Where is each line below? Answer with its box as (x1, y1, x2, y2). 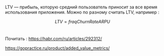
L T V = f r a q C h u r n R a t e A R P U (55, 19, 110, 24)
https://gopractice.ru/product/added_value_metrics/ (5, 45, 110, 51)
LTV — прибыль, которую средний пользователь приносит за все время (5, 4, 158, 10)
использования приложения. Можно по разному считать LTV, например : (5, 9, 160, 15)
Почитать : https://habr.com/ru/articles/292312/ (5, 36, 102, 41)
